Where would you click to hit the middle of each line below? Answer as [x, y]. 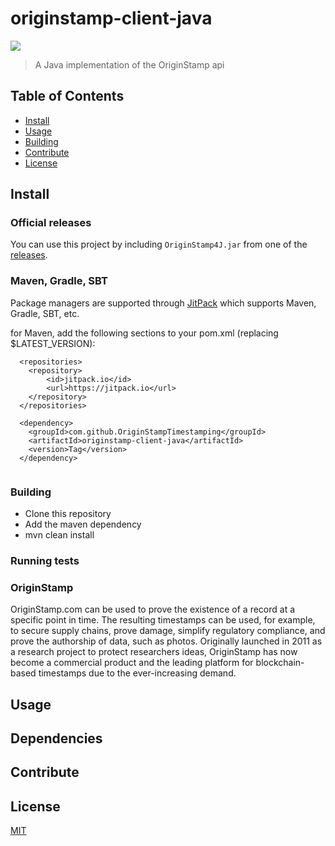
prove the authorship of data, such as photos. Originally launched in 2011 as [166, 641]
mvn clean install [59, 535]
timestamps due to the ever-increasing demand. [137, 673]
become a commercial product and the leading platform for [132, 663]
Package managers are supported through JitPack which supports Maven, [163, 303]
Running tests [45, 560]
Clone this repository [68, 514]
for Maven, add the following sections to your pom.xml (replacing [144, 333]
